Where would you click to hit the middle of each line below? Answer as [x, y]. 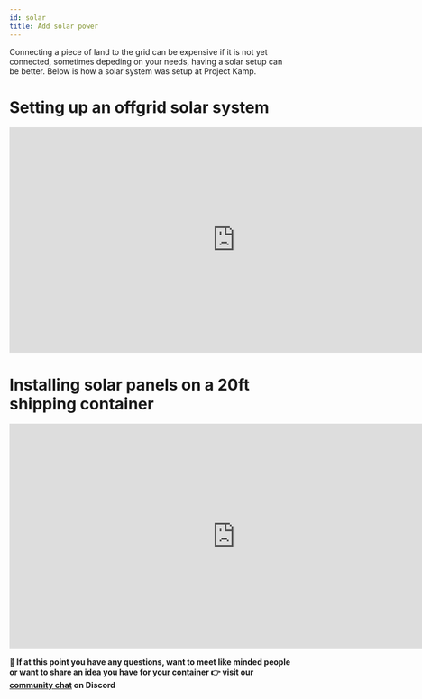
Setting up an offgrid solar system [139, 107]
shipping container [82, 404]
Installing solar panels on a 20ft [129, 385]
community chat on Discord [62, 685]
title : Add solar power [54, 26]
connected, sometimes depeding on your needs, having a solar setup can [146, 61]
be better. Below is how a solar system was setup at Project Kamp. [133, 71]
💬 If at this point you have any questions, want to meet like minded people [150, 662]
